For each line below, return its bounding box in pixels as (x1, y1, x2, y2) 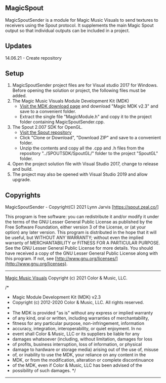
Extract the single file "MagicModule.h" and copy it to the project (19, 114, 152, 120)
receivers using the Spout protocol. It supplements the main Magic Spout (5, 22, 154, 28)
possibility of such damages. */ (12, 368, 76, 374)
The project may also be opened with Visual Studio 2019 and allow (12, 171, 148, 177)
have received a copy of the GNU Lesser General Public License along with (5, 250, 158, 256)
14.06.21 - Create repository (5, 55, 62, 61)
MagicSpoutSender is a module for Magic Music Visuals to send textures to (5, 17, 159, 23)
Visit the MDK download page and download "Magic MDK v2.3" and (19, 103, 159, 109)
